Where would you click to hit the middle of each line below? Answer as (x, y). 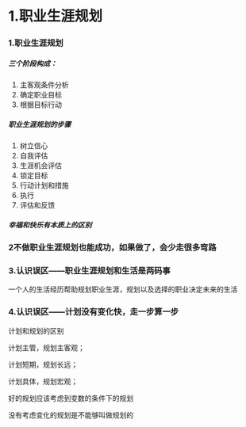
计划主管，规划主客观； (46, 347)
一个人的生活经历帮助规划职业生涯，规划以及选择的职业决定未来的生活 (123, 289)
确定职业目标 (40, 95)
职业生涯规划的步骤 (40, 124)
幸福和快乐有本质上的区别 (50, 225)
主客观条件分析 (44, 85)
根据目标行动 (40, 105)
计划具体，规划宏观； (43, 381)
